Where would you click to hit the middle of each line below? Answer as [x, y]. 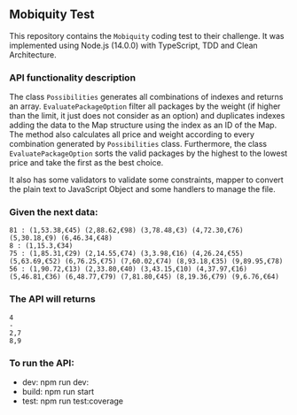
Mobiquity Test [52, 15]
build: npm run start [58, 392]
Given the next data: [54, 212]
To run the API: [42, 363]
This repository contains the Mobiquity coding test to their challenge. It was [147, 35]
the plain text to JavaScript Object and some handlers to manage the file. [143, 189]
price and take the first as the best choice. [86, 163]
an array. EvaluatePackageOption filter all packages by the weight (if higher [145, 106]
